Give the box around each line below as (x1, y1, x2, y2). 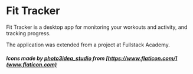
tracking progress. (6, 29, 51, 36)
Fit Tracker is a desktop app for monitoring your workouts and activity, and (6, 23, 188, 31)
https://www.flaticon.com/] (107, 55, 178, 62)
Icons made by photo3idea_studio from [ (6, 55, 108, 62)
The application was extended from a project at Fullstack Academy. (6, 41, 170, 48)
